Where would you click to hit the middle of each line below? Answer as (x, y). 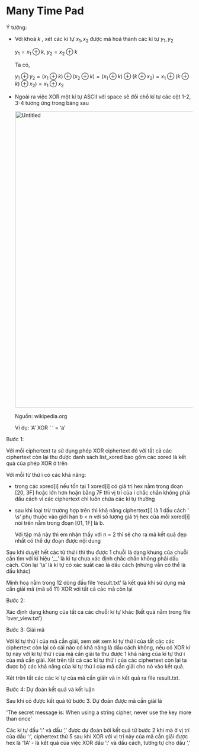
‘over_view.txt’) (24, 619)
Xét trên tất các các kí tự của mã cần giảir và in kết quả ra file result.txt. (93, 678)
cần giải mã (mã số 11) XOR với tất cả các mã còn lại (69, 589)
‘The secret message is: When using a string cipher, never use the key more (99, 712)
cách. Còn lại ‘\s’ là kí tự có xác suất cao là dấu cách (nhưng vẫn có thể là (96, 565)
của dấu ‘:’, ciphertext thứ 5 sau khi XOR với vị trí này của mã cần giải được (97, 737)
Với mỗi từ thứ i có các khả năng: (46, 475)
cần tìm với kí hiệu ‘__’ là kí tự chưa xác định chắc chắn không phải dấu (92, 559)
